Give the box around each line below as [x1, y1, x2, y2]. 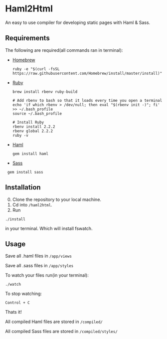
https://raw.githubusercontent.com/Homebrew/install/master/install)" [12, 71, 163, 76]
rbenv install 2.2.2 [12, 124, 55, 129]
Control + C [5, 300, 30, 306]
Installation [5, 183, 41, 192]
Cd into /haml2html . [12, 201, 52, 207]
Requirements [5, 34, 50, 42]
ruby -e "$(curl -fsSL [12, 66, 60, 71]
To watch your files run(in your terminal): [5, 272, 89, 278]
